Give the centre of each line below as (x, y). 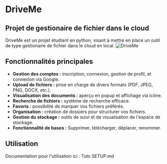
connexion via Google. (36, 79)
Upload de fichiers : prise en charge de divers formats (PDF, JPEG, (83, 84)
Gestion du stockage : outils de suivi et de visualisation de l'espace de (86, 117)
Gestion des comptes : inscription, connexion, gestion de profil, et (82, 74)
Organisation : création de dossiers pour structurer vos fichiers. (79, 111)
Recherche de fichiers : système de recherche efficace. (71, 101)
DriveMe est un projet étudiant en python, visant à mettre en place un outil (83, 40)
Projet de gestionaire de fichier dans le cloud (77, 28)
